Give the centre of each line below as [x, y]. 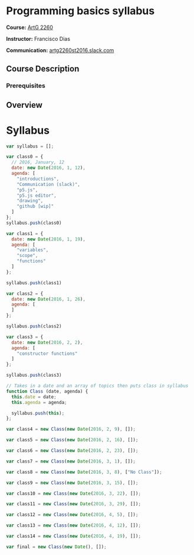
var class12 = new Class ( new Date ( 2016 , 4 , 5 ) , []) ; [72, 515]
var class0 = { [25, 157]
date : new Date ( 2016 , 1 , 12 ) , [48, 168]
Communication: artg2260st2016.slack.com [60, 50]
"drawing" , [30, 201]
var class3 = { [25, 337]
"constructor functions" [47, 354]
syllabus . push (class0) [34, 223]
